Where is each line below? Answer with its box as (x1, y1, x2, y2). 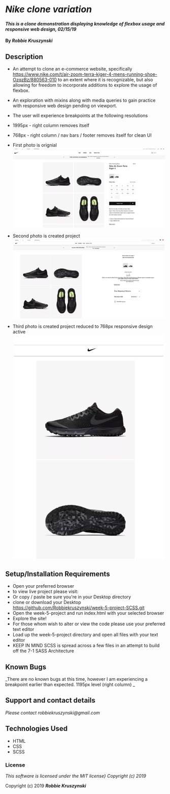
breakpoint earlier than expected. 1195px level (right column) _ (5, 681, 135, 687)
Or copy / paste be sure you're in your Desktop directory (12, 594, 131, 600)
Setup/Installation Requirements (5, 569, 110, 578)
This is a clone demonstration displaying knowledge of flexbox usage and (5, 20, 165, 26)
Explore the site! (12, 616, 47, 622)
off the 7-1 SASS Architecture (12, 648, 75, 654)
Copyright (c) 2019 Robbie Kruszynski (5, 782, 86, 788)
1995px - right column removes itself (12, 122, 90, 129)
